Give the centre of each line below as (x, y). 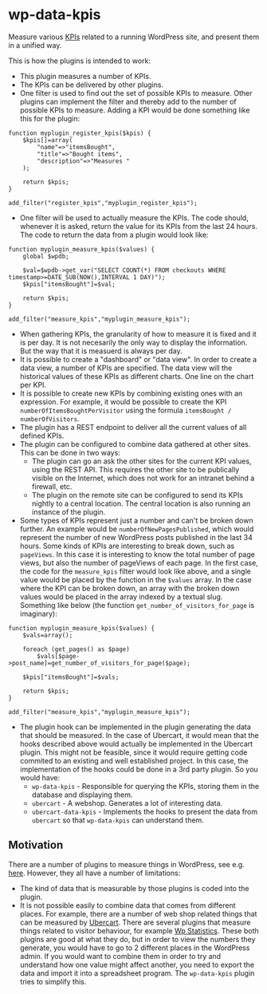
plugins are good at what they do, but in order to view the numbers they (137, 939)
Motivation (36, 845)
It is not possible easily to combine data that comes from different (128, 905)
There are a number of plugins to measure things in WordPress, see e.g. (126, 864)
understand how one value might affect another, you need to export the (137, 964)
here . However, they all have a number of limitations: (94, 873)
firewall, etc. (52, 486)
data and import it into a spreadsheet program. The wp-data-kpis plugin (137, 973)
